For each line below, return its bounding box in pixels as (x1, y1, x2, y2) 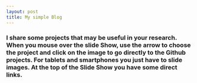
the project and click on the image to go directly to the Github (6, 49, 186, 57)
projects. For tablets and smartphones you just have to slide (6, 56, 183, 64)
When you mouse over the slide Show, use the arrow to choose (6, 41, 191, 49)
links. (6, 71, 23, 79)
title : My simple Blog (6, 14, 62, 20)
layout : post (6, 8, 39, 15)
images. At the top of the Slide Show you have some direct (6, 63, 178, 72)
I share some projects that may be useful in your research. (6, 34, 177, 42)
